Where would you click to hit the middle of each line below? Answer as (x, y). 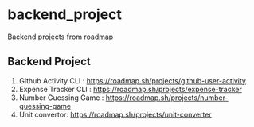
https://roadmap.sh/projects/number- (167, 98)
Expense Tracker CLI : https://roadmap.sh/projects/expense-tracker (130, 89)
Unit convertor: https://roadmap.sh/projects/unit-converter (115, 114)
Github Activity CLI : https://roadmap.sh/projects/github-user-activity (132, 80)
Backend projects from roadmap (61, 37)
